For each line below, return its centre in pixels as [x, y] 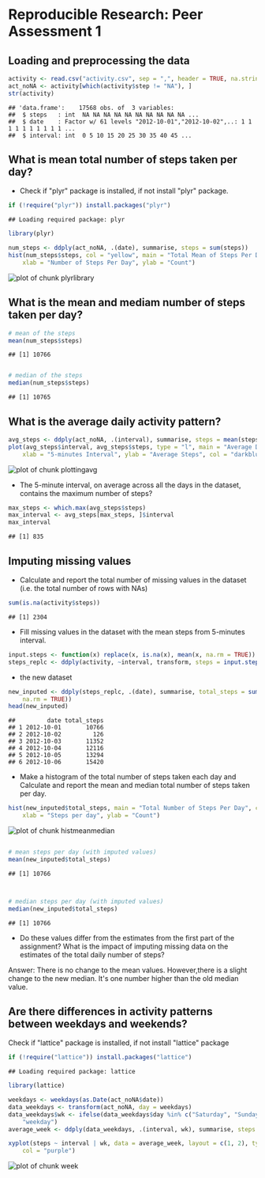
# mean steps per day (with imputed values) [82, 852]
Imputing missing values [70, 561]
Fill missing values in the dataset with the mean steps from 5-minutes [132, 631]
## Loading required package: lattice [72, 1072]
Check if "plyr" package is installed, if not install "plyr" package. [124, 191]
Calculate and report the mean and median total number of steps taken [135, 786]
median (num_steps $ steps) [49, 383]
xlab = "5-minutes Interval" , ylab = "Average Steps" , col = [125, 454]
